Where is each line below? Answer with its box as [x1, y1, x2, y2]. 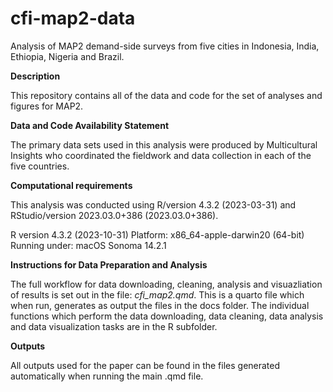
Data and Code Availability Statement [10, 119, 170, 131]
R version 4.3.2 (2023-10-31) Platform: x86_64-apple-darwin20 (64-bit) [10, 228, 305, 241]
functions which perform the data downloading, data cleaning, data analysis [10, 310, 324, 322]
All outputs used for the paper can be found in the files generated [10, 359, 281, 371]
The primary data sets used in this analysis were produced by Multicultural [10, 138, 318, 151]
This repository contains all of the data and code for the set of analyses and [10, 89, 323, 101]
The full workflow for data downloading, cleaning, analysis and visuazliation [10, 278, 323, 290]
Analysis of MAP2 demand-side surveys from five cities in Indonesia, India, [10, 40, 320, 52]
